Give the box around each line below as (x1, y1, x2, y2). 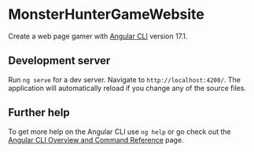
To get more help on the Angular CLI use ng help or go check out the (8, 127, 231, 136)
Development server (8, 54, 111, 67)
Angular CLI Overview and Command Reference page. (8, 135, 184, 144)
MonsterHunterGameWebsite (8, 5, 204, 24)
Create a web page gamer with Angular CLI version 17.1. (8, 31, 188, 41)
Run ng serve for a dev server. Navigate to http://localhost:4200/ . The (8, 74, 241, 84)
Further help (8, 106, 71, 119)
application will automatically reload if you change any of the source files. (8, 83, 246, 92)
